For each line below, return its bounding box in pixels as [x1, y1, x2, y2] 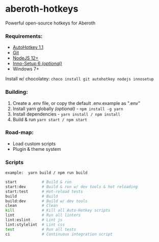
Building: [5, 89, 28, 96]
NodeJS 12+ [12, 55, 39, 61]
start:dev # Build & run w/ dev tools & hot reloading [5, 184, 138, 189]
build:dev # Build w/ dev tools [5, 198, 88, 204]
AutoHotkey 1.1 [12, 44, 44, 50]
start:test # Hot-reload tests [5, 189, 83, 194]
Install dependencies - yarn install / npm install [12, 111, 121, 117]
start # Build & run [5, 179, 72, 184]
